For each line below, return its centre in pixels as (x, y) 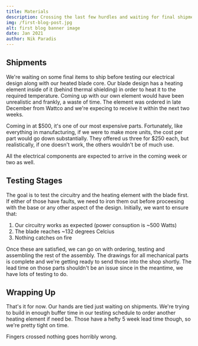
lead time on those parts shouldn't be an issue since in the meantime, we (95, 268)
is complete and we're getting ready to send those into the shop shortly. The (99, 261)
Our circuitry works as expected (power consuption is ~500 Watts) (95, 225)
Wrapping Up (31, 293)
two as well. (21, 162)
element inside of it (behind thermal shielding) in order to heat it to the (91, 89)
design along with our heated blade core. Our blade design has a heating (95, 83)
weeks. (15, 114)
